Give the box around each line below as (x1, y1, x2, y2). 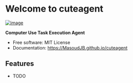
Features (5, 59, 34, 68)
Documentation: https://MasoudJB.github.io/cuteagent (12, 45, 128, 51)
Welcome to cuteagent (5, 3, 103, 15)
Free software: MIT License (12, 39, 70, 46)
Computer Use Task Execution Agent (5, 29, 85, 35)
